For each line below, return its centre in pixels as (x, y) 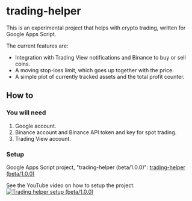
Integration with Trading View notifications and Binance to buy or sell (101, 57)
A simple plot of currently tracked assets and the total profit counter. (100, 76)
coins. (23, 64)
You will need (26, 113)
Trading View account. (43, 138)
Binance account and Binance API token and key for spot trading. (96, 132)
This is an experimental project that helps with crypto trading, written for (96, 28)
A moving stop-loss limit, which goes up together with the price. (94, 70)
